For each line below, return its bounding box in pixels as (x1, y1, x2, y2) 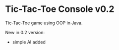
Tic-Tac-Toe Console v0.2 (5, 3, 115, 15)
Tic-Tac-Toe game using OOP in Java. (5, 20, 83, 26)
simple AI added (12, 39, 46, 45)
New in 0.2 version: (5, 29, 45, 35)
